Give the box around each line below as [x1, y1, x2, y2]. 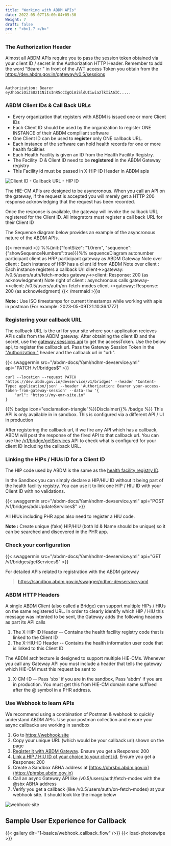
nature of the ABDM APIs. [5, 235, 59, 241]
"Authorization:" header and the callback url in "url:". [5, 350, 116, 356]
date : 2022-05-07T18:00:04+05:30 [5, 12, 77, 17]
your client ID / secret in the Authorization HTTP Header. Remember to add [5, 60, 163, 66]
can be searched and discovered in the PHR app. [5, 529, 108, 535]
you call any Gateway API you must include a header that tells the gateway [5, 660, 162, 667]
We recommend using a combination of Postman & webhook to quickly [5, 711, 154, 717]
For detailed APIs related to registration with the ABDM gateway [5, 568, 139, 575]
